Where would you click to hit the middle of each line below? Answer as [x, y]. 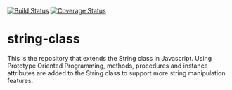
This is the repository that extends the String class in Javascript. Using [110, 58]
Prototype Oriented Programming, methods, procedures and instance [108, 66]
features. [20, 80]
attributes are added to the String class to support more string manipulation [117, 73]
